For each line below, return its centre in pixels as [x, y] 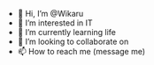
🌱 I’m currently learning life [67, 32]
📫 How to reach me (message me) [81, 51]
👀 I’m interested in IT [55, 23]
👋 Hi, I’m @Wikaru [50, 14]
